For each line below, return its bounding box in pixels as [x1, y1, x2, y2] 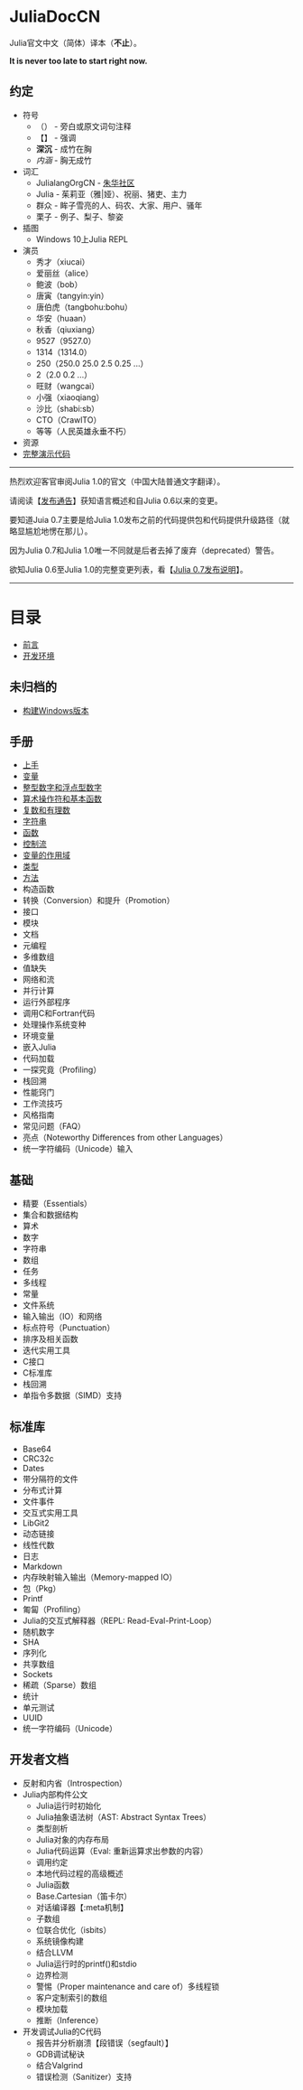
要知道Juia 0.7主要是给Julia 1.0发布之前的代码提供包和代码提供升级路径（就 [9, 514, 290, 525]
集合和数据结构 [22, 1209, 78, 1220]
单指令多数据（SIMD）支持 [22, 1390, 123, 1401]
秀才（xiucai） [35, 256, 90, 267]
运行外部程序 [22, 996, 70, 1008]
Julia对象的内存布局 [35, 1833, 110, 1844]
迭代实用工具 [22, 1345, 70, 1356]
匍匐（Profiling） [22, 1603, 86, 1614]
